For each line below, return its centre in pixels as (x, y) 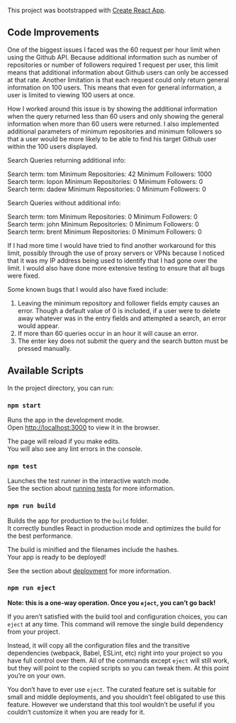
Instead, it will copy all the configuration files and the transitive (99, 645)
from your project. (34, 631)
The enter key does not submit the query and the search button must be (123, 341)
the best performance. (40, 536)
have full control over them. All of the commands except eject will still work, (118, 661)
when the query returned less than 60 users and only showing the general (116, 116)
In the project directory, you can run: (61, 388)
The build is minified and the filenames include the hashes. (93, 549)
